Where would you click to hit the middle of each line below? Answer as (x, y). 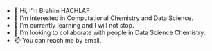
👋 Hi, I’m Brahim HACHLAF (52, 11)
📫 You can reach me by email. (58, 40)
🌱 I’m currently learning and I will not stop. (74, 25)
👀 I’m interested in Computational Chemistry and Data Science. (104, 18)
